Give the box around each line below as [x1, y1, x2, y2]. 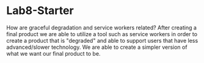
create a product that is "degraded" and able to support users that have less [6, 37, 199, 44]
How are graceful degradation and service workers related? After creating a [6, 24, 197, 31]
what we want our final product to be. [6, 50, 101, 57]
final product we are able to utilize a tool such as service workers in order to [6, 30, 197, 37]
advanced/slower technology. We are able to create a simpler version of [6, 43, 188, 51]
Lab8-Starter [6, 4, 75, 18]
